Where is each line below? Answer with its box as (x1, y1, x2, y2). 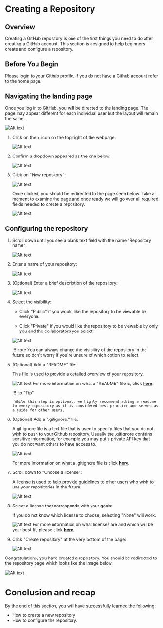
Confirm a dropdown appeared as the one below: (12, 153, 111, 159)
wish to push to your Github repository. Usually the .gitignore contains (12, 431, 152, 437)
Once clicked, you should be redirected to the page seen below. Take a (12, 191, 155, 196)
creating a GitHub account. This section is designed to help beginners (5, 41, 145, 47)
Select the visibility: (12, 299, 52, 305)
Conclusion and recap (5, 587, 96, 598)
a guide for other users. (12, 408, 65, 413)
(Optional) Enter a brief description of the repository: (12, 280, 118, 286)
